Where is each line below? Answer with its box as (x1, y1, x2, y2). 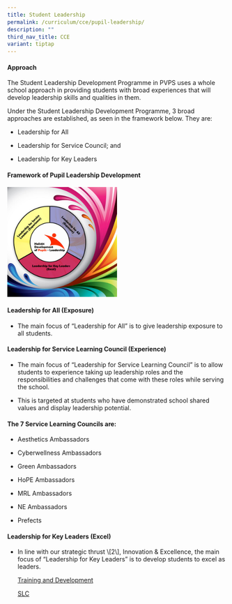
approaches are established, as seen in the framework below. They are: (7, 114, 212, 123)
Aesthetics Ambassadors (17, 435, 90, 444)
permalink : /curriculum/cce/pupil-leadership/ (7, 18, 145, 26)
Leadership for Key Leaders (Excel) (7, 532, 111, 541)
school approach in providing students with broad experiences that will (7, 86, 211, 94)
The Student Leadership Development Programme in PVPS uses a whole (7, 79, 216, 87)
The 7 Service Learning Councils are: (7, 419, 117, 428)
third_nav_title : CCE (7, 33, 70, 40)
